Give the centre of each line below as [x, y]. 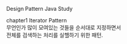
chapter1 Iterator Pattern [37, 20]
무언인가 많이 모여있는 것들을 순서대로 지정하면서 [64, 27]
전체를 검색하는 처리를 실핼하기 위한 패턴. [55, 35]
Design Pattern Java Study [40, 9]
